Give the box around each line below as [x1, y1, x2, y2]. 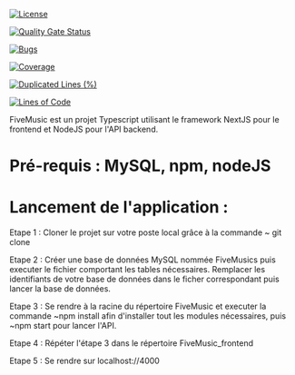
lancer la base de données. [9, 283, 112, 294]
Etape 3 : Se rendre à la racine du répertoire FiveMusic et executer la [9, 301, 267, 312]
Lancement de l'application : [9, 197, 229, 218]
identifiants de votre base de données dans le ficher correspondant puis [9, 273, 280, 285]
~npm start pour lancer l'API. [9, 321, 117, 331]
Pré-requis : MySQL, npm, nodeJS [9, 155, 271, 176]
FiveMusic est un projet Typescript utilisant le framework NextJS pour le [9, 114, 280, 124]
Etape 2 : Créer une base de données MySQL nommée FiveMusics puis [9, 254, 277, 265]
